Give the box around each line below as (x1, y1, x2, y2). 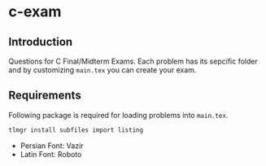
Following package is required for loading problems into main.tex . (8, 110, 229, 120)
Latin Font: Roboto (20, 149, 82, 159)
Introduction (8, 35, 73, 49)
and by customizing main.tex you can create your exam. (8, 65, 197, 75)
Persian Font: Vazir (20, 141, 84, 151)
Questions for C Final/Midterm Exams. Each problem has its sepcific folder (8, 56, 258, 66)
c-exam (8, 2, 62, 21)
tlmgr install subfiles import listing (8, 125, 144, 134)
